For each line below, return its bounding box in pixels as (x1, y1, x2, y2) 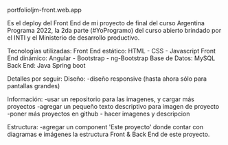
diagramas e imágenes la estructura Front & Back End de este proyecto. (7, 130, 210, 138)
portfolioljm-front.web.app (7, 6, 82, 14)
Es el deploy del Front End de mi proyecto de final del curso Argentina (7, 19, 205, 27)
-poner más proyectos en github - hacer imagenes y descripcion (7, 109, 190, 118)
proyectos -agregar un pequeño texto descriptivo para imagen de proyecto (7, 103, 220, 110)
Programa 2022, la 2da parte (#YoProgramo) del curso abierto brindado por (7, 27, 222, 34)
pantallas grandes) (7, 82, 60, 90)
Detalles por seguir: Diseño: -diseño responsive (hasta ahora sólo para (7, 75, 207, 83)
